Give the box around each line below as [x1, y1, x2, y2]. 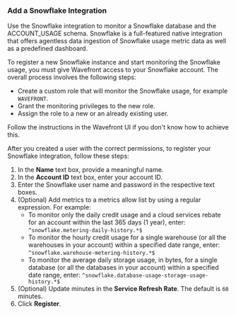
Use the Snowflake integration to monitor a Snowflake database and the [7, 22, 217, 30]
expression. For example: [17, 203, 91, 212]
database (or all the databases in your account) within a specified [28, 263, 219, 272]
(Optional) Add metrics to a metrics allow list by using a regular [17, 195, 201, 204]
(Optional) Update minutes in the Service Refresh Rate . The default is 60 [17, 285, 229, 293]
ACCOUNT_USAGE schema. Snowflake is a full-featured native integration [7, 29, 223, 38]
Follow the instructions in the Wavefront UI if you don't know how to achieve [7, 123, 230, 132]
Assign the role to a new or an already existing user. [17, 109, 169, 118]
